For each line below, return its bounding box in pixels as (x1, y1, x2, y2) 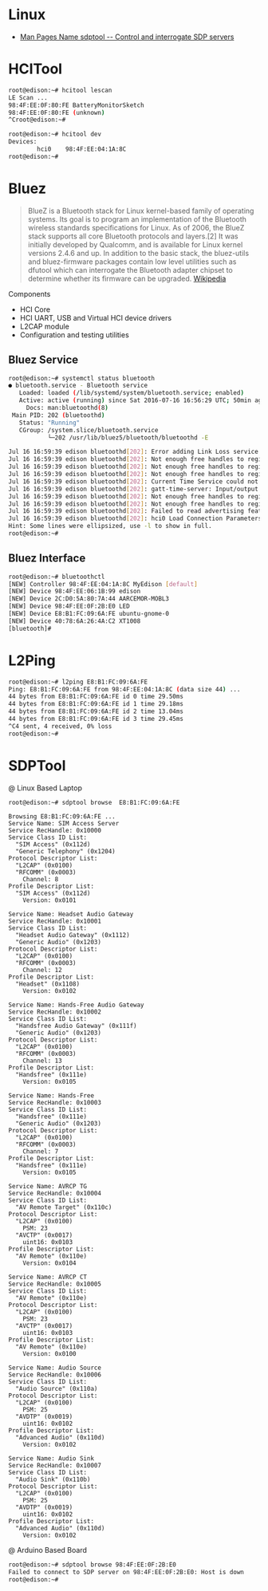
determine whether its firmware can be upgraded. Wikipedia (27, 274, 227, 283)
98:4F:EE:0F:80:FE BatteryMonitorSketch (8, 101, 145, 109)
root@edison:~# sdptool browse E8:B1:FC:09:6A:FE (8, 798, 180, 806)
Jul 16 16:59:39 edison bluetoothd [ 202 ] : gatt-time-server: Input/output (8, 485, 259, 493)
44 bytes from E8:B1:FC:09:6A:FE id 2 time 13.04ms (8, 707, 183, 715)
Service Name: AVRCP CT (8, 1274, 88, 1282)
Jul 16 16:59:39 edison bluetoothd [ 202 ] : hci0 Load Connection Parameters (8, 514, 262, 523)
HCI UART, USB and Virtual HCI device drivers (19, 313, 172, 322)
